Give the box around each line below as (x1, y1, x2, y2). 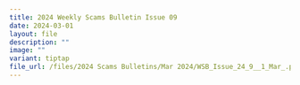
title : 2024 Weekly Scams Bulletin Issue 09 (9, 12, 178, 22)
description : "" (9, 37, 70, 47)
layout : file (9, 29, 58, 38)
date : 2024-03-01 (9, 21, 74, 30)
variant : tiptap (9, 54, 70, 63)
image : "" (9, 46, 46, 55)
